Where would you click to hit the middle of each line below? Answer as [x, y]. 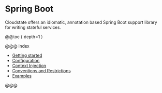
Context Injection [29, 66]
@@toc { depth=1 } [24, 37]
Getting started [27, 55]
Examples [22, 76]
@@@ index [17, 46]
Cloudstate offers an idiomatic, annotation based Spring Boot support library [81, 22]
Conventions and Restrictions [41, 70]
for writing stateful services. [33, 27]
